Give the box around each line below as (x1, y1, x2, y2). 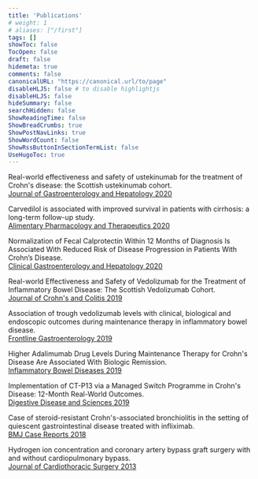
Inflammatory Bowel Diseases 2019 (8, 366, 122, 375)
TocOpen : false (8, 48, 58, 56)
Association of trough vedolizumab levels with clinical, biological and (8, 309, 231, 318)
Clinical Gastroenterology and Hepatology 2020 (8, 262, 163, 271)
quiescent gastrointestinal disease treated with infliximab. (8, 421, 195, 431)
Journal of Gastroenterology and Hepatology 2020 (8, 189, 173, 199)
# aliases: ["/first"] (8, 26, 83, 34)
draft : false (8, 56, 51, 64)
